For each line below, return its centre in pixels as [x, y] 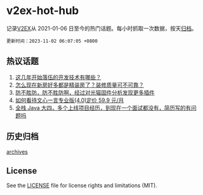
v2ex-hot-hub [43, 11]
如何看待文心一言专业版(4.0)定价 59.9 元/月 [69, 100]
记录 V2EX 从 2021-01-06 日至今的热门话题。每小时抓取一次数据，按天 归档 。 [102, 28]
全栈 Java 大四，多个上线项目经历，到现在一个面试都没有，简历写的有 [103, 108]
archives [17, 152]
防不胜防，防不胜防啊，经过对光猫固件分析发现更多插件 [85, 92]
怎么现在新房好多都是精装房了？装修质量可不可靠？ [79, 85]
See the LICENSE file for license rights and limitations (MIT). [82, 186]
